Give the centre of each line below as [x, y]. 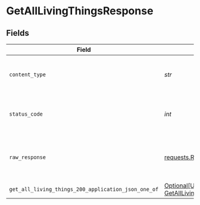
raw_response [28, 157]
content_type [28, 75]
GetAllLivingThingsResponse [80, 11]
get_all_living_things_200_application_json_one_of [84, 189]
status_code [26, 114]
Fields [18, 33]
